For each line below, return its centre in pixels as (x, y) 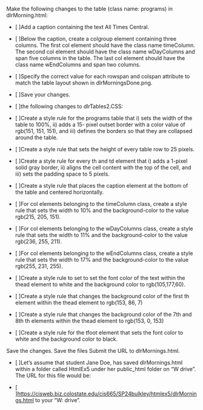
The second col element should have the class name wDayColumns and (105, 52)
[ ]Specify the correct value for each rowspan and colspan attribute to (102, 76)
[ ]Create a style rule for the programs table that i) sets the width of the (104, 118)
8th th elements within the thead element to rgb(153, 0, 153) (89, 321)
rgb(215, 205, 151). (38, 217)
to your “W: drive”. (58, 400)
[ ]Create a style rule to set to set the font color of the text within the (100, 278)
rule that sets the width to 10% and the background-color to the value (102, 210)
